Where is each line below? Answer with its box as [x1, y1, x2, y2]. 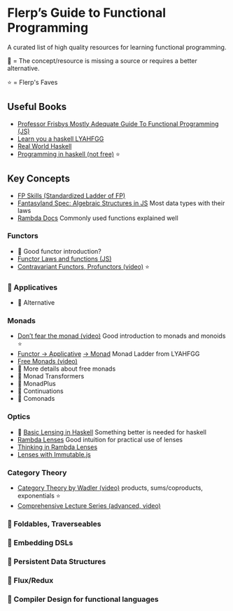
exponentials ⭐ [17, 492, 61, 500]
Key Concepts [7, 173, 70, 185]
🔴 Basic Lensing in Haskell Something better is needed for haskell [17, 427, 206, 436]
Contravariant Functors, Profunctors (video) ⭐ [17, 262, 150, 270]
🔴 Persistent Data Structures [7, 556, 106, 566]
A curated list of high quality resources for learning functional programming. [7, 43, 227, 51]
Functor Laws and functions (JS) [17, 254, 112, 263]
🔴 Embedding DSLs [7, 537, 73, 547]
